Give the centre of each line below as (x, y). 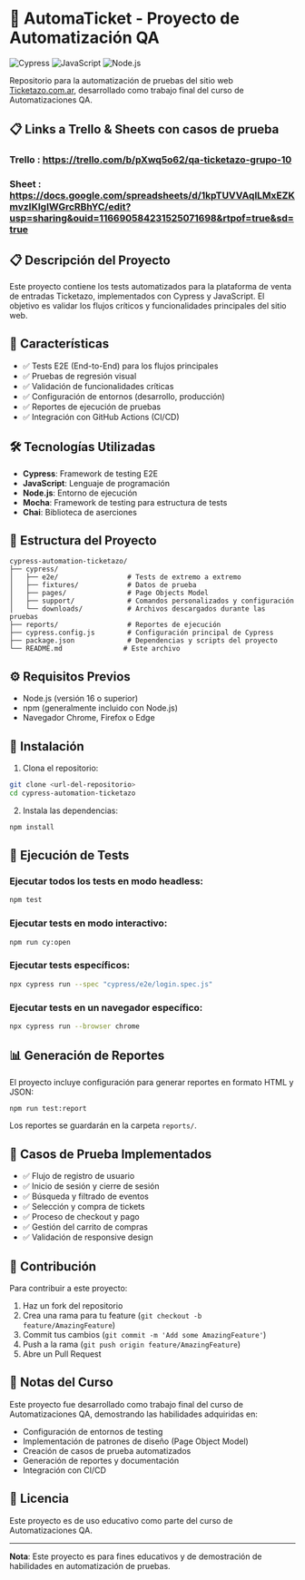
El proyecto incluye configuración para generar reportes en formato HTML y (152, 1082)
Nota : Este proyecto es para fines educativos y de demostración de (136, 1556)
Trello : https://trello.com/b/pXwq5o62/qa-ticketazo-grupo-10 (151, 160)
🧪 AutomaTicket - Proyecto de (125, 19)
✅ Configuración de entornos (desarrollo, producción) (123, 396)
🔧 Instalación (47, 746)
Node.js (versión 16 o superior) (80, 699)
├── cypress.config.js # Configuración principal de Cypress (142, 633)
